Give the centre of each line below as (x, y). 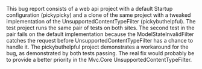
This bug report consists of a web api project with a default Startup (90, 9)
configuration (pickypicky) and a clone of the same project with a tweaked (99, 15)
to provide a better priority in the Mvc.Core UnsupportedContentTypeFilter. (99, 60)
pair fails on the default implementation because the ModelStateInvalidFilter (100, 34)
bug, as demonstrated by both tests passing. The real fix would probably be (100, 53)
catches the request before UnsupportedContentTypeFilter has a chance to (100, 40)
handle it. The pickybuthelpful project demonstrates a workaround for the (97, 47)
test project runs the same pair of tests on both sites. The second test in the (100, 28)
